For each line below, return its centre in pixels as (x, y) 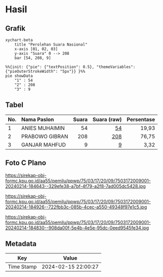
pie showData (19, 76)
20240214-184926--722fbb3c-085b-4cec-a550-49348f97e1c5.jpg (76, 207)
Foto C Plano (26, 163)
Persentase (141, 119)
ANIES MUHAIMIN (43, 128)
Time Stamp (22, 267)
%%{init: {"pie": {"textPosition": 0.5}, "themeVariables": (71, 67)
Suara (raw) (107, 119)
